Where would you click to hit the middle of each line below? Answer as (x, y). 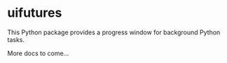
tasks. (16, 39)
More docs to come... (38, 53)
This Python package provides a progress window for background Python (114, 32)
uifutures (35, 13)
